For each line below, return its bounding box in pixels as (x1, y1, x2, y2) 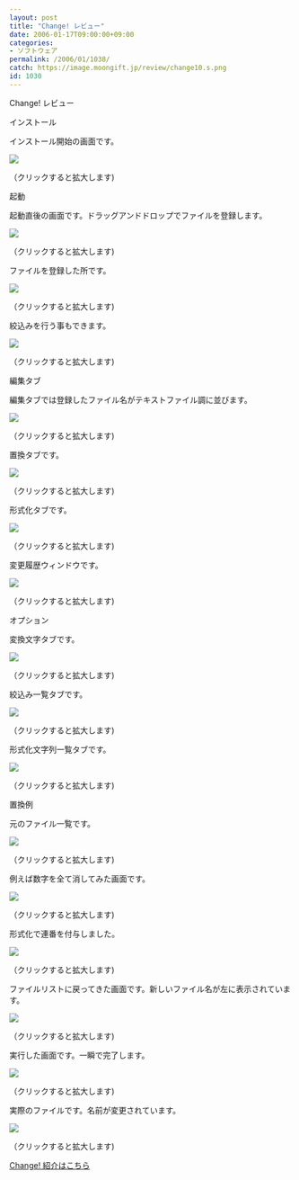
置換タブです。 (9, 449, 65, 460)
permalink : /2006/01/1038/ (9, 55, 110, 64)
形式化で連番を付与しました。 (9, 928, 119, 939)
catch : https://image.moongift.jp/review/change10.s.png (9, 64, 227, 73)
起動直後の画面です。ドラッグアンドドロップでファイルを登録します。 (9, 210, 268, 220)
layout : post (9, 13, 58, 22)
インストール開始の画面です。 (9, 136, 119, 147)
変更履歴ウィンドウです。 (9, 559, 103, 570)
